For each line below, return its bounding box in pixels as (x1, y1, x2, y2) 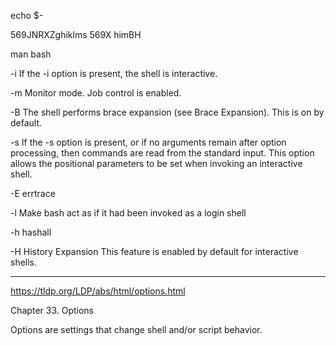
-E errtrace (10, 188, 56, 199)
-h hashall (10, 226, 52, 238)
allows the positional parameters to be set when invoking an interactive (10, 158, 303, 169)
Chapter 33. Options (10, 305, 95, 316)
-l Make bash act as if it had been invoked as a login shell (10, 207, 247, 219)
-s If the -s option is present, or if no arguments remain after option (10, 136, 287, 148)
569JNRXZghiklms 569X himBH (10, 29, 142, 40)
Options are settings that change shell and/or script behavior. (10, 324, 263, 335)
